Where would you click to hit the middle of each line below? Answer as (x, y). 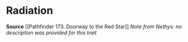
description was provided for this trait (51, 32)
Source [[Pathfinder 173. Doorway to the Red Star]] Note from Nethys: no (94, 26)
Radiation (30, 11)
